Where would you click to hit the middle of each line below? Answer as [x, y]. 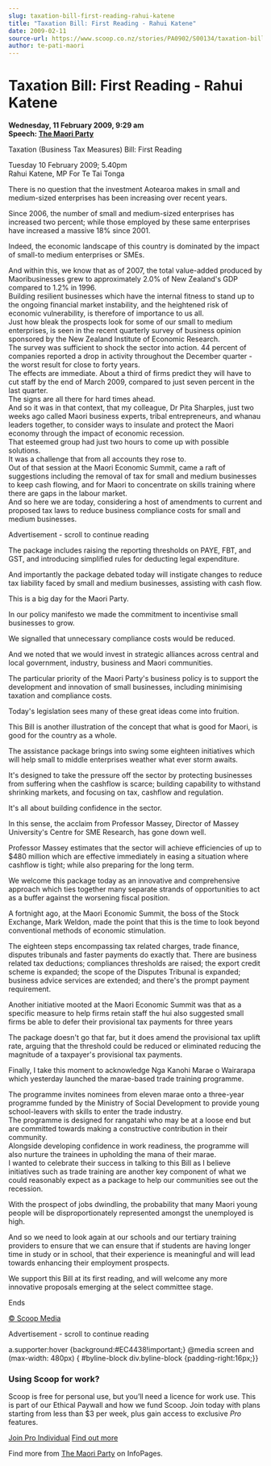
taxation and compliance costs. [60, 695]
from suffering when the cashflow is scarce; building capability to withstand [134, 784]
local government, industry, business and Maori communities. [111, 663]
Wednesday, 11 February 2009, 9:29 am [76, 125]
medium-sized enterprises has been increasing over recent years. [118, 198]
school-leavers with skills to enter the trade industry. [96, 1112]
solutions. [25, 451]
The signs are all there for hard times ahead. [82, 399]
